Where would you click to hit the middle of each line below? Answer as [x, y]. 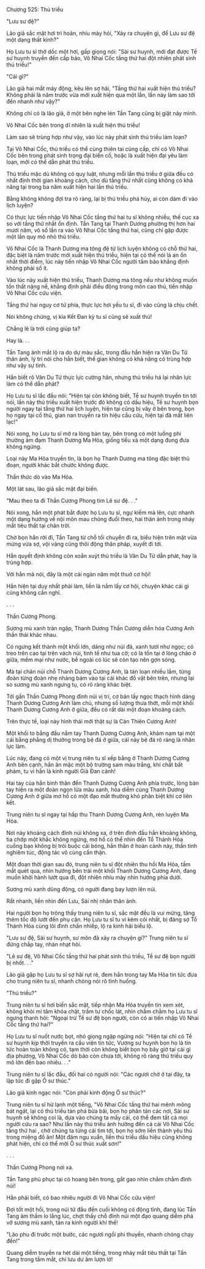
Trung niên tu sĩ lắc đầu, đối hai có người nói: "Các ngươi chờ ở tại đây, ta [99, 1074]
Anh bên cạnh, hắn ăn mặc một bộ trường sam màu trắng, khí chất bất [95, 764]
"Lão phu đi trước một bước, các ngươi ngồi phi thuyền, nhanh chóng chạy [100, 1234]
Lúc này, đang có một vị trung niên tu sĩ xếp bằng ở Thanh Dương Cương [98, 758]
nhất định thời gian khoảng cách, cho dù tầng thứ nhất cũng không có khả [100, 180]
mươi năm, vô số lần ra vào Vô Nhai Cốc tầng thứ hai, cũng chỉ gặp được [97, 230]
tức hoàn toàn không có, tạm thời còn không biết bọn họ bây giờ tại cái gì [99, 1049]
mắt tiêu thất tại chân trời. [39, 525]
